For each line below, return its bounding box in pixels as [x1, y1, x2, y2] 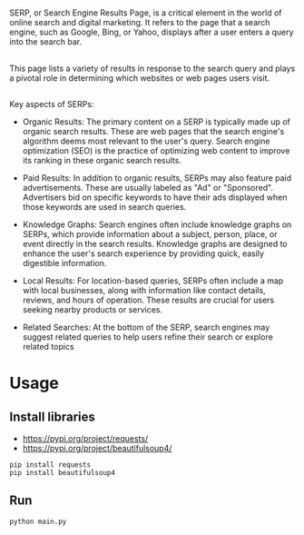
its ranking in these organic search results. [22, 154, 181, 165]
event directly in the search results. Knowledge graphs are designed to [22, 238, 288, 249]
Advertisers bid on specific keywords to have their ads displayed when [22, 192, 288, 203]
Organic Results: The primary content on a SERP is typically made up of [22, 116, 290, 127]
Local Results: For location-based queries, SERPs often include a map [22, 275, 284, 286]
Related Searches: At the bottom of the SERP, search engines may [22, 322, 270, 332]
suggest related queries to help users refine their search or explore [22, 331, 274, 342]
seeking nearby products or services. [22, 303, 163, 315]
